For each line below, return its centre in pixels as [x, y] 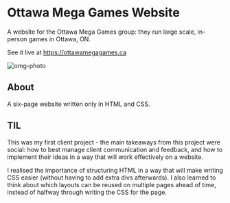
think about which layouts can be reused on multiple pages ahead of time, [112, 184]
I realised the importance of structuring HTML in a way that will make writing [115, 170]
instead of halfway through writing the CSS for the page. [87, 192]
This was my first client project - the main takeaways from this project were [114, 142]
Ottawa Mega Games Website [93, 13]
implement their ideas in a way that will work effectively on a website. [105, 157]
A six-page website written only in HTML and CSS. [79, 104]
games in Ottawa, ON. [60, 39]
